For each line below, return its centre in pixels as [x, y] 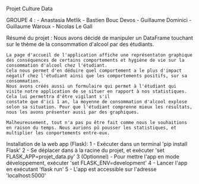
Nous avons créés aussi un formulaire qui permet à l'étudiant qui [91, 86]
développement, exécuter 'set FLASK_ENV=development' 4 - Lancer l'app [97, 163]
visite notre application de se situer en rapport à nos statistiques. [97, 91]
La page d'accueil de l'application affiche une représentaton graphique [99, 55]
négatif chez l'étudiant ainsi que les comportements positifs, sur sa [97, 76]
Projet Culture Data [30, 9]
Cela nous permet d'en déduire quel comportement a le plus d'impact [94, 71]
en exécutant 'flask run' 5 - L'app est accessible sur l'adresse [81, 169]
